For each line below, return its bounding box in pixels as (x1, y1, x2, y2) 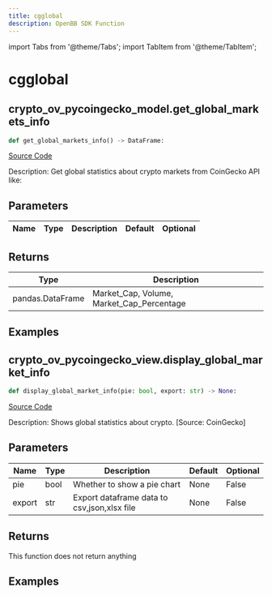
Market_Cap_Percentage (92, 298, 186, 309)
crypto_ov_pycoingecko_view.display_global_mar (8, 353, 263, 367)
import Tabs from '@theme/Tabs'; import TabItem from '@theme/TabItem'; (8, 41, 257, 51)
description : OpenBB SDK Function (8, 19, 125, 28)
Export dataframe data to (72, 491, 168, 503)
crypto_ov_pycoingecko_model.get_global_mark (8, 102, 259, 116)
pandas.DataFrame (12, 293, 85, 304)
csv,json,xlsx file (72, 502, 136, 513)
